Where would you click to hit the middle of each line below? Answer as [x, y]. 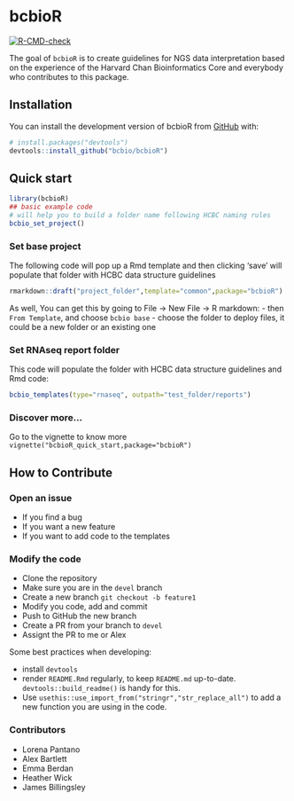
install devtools [50, 669]
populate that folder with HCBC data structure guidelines [112, 275]
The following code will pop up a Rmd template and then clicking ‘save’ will [146, 266]
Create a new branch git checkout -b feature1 [109, 597]
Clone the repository [59, 578]
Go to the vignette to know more [68, 437]
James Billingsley [54, 787]
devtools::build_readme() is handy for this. [101, 688]
